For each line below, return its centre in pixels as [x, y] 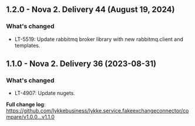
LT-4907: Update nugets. [45, 93]
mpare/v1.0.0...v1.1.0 [30, 117]
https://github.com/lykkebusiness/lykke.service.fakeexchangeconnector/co [97, 111]
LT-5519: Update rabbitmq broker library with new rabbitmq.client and [99, 39]
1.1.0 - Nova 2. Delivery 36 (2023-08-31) [81, 64]
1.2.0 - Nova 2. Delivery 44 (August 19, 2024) [90, 10]
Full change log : [26, 104]
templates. [27, 45]
